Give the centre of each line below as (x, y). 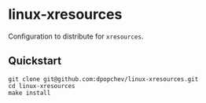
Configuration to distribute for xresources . (76, 36)
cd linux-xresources (42, 86)
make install (29, 93)
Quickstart (35, 61)
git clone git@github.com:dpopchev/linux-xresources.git (103, 79)
